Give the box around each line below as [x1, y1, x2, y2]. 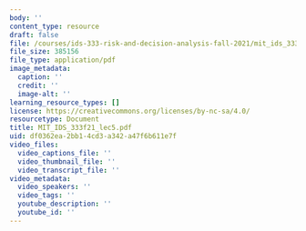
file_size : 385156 [9, 47, 79, 56]
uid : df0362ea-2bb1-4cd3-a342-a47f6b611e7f [9, 132, 178, 141]
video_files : [9, 140, 59, 149]
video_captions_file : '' [17, 148, 112, 157]
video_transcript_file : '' [17, 166, 120, 175]
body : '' [9, 13, 43, 23]
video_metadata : [9, 174, 71, 183]
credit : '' [17, 81, 59, 90]
